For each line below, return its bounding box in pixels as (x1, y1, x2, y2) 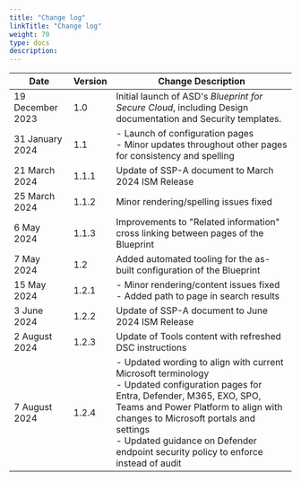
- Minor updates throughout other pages (116, 138, 288, 151)
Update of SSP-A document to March (116, 164, 274, 177)
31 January (13, 133, 63, 145)
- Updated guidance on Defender (116, 434, 257, 447)
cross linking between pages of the (116, 227, 264, 240)
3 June (13, 304, 44, 317)
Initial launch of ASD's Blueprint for (116, 91, 263, 103)
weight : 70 (9, 30, 50, 39)
